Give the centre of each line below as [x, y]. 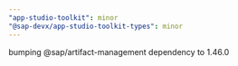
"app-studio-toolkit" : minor [63, 18]
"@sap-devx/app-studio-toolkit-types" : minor [95, 26]
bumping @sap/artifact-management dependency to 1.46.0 [119, 52]
